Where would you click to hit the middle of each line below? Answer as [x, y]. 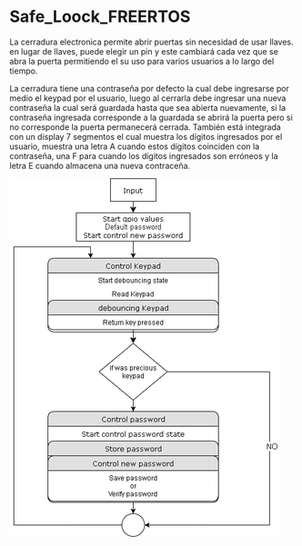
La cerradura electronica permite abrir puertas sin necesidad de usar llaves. [151, 42]
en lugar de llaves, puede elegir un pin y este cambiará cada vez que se [144, 51]
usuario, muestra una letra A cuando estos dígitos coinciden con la [135, 146]
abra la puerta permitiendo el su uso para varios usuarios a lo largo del [142, 61]
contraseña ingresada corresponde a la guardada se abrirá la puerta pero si [151, 117]
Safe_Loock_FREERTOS [100, 17]
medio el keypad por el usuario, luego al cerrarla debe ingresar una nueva [148, 98]
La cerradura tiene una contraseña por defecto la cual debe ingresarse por [149, 88]
